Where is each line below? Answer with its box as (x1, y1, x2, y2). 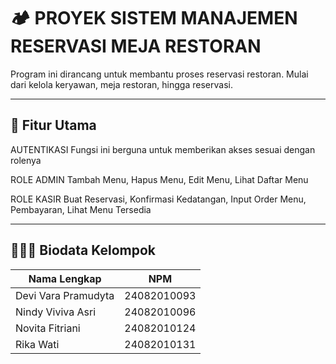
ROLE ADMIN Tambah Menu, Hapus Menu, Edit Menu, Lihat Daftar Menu (10, 173, 309, 185)
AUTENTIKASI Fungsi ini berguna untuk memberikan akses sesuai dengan (10, 143, 316, 155)
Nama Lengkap (28, 271, 102, 285)
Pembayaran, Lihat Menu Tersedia (10, 203, 152, 215)
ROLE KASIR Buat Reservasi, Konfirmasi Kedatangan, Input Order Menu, (10, 193, 307, 205)
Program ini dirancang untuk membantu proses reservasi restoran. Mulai (10, 68, 309, 80)
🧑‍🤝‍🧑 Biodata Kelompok (10, 242, 156, 259)
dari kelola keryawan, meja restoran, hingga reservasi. (10, 78, 233, 90)
